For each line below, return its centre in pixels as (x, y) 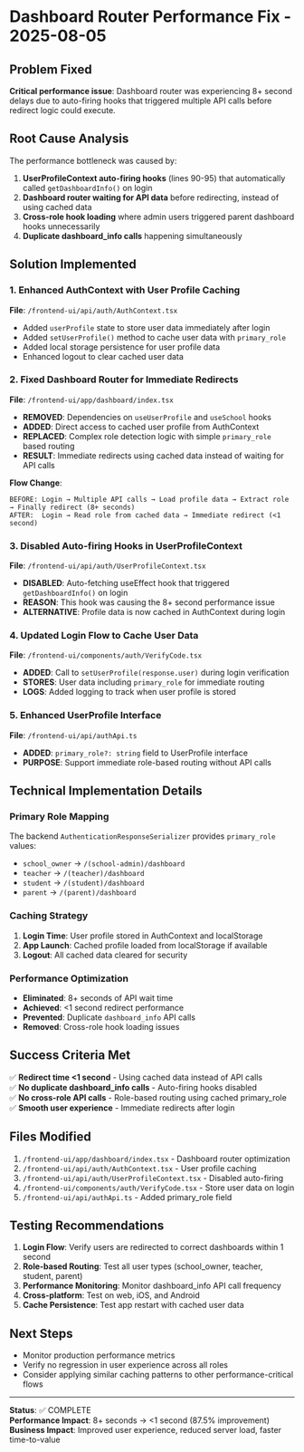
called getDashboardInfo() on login (87, 188)
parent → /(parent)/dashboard (80, 892)
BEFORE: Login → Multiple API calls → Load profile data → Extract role (149, 499)
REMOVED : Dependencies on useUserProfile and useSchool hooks (147, 417)
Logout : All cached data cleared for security (105, 955)
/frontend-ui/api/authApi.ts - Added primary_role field (127, 1197)
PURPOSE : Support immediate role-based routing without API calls (147, 762)
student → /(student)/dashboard (83, 883)
